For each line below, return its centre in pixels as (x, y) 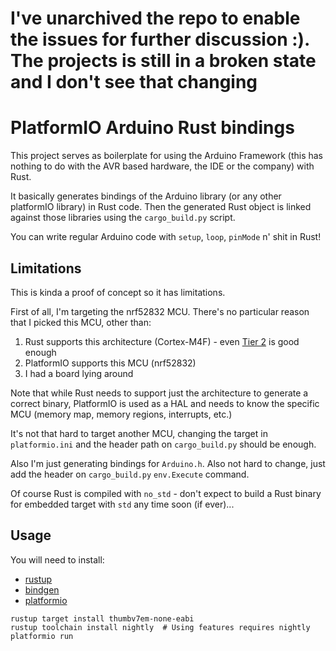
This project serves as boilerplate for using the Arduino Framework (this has (166, 156)
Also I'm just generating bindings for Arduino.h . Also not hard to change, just (168, 463)
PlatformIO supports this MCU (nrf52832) (110, 363)
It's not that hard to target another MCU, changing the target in (139, 433)
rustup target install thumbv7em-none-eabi (102, 618)
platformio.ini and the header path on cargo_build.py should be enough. (163, 444)
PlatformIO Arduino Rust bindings (152, 128)
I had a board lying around (79, 373)
